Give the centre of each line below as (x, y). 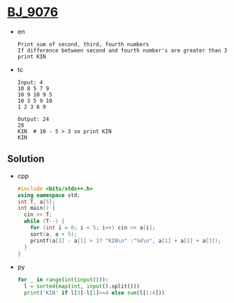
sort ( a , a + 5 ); (54, 234)
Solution (26, 159)
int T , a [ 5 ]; (36, 202)
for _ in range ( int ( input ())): (63, 280)
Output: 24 (33, 119)
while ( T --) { (44, 221)
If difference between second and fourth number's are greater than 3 (122, 50)
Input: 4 (30, 82)
